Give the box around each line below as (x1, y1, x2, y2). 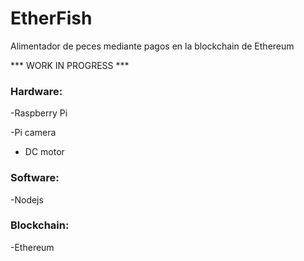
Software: (10, 171, 60, 185)
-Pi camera (10, 127, 57, 139)
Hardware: (10, 84, 63, 98)
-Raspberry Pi (10, 107, 68, 119)
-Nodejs (10, 193, 44, 206)
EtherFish (10, 7, 93, 30)
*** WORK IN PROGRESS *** (10, 59, 130, 71)
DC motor (24, 146, 65, 158)
